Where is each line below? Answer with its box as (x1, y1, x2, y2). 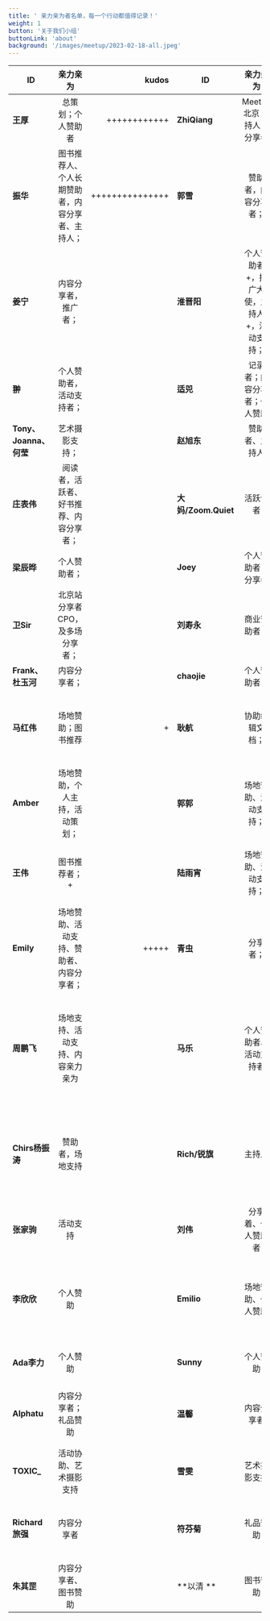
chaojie (176, 671, 207, 682)
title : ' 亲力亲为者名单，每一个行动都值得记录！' (8, 11, 158, 20)
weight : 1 (8, 19, 42, 27)
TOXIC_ (12, 1465, 42, 1477)
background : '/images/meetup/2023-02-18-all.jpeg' (8, 42, 182, 50)
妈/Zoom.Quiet (176, 505, 235, 516)
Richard (12, 1517, 43, 1528)
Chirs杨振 (12, 1142, 50, 1153)
